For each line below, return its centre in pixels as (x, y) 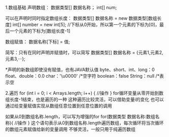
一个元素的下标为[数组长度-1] (40, 31)
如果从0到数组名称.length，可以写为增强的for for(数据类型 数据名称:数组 (80, 116)
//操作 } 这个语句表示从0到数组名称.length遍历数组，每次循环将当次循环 (89, 123)
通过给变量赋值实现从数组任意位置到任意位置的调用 (59, 106)
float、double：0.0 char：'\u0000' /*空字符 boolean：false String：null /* (82, 76)
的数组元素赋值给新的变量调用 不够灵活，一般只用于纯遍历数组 (70, 129)
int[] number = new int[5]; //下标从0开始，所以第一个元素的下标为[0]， (86, 25)
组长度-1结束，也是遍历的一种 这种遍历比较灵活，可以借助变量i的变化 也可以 (84, 99)
